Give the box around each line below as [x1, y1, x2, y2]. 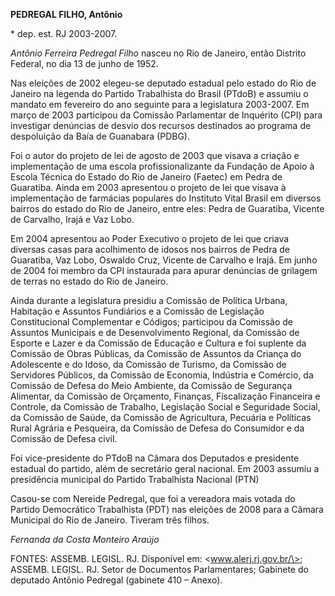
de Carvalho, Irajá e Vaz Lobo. [10, 214, 135, 225]
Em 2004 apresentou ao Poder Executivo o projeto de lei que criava [10, 233, 290, 244]
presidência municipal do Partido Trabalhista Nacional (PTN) [10, 474, 260, 485]
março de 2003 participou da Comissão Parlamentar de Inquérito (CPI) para [10, 109, 323, 121]
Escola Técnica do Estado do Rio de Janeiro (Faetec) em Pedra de [10, 171, 283, 183]
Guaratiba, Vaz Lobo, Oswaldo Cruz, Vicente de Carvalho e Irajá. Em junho [10, 254, 318, 266]
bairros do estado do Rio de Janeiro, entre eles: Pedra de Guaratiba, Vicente [10, 203, 325, 214]
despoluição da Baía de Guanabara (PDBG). [10, 130, 190, 142]
